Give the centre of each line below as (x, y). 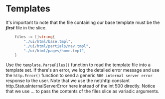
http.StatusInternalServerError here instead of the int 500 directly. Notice (81, 86)
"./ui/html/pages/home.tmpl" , (55, 51)
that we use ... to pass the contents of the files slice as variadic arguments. (82, 91)
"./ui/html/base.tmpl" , (48, 41)
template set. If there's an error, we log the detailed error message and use (83, 70)
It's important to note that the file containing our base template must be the (83, 22)
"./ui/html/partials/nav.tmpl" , (57, 46)
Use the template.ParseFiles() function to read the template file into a (78, 65)
